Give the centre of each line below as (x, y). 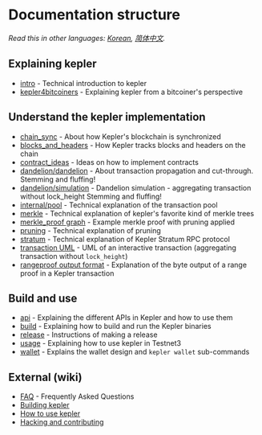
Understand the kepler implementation (107, 117)
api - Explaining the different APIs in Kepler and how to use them (127, 318)
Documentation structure (95, 15)
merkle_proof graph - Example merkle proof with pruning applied (127, 222)
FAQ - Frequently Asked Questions (77, 396)
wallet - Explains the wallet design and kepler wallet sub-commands (135, 352)
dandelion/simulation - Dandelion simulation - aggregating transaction (135, 187)
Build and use (43, 298)
